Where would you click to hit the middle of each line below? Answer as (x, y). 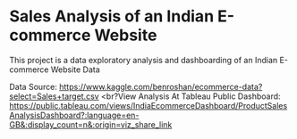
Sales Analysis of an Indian (112, 16)
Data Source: (34, 86)
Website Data (75, 69)
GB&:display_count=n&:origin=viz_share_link (91, 124)
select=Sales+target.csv (55, 96)
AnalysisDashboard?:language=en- (74, 115)
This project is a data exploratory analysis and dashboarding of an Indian (144, 60)
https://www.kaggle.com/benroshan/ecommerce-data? (161, 86)
